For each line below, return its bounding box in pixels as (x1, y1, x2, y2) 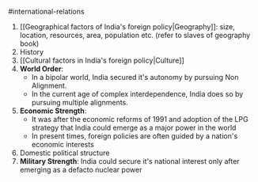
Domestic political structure (19, 148, 110, 157)
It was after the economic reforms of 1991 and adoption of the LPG (31, 115, 249, 123)
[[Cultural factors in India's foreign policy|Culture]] (19, 55, 184, 65)
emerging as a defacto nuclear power (19, 165, 142, 174)
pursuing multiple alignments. (31, 98, 128, 107)
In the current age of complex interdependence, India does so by (31, 89, 244, 98)
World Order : (19, 64, 64, 74)
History (19, 47, 44, 56)
